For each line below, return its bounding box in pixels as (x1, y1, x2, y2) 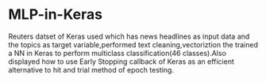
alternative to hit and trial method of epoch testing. (8, 65, 175, 74)
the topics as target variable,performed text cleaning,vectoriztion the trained (8, 39, 258, 49)
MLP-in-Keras (8, 6, 103, 24)
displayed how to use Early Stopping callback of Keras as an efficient (8, 57, 234, 66)
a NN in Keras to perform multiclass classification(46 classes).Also (8, 48, 226, 58)
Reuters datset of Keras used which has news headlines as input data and (8, 32, 250, 41)
